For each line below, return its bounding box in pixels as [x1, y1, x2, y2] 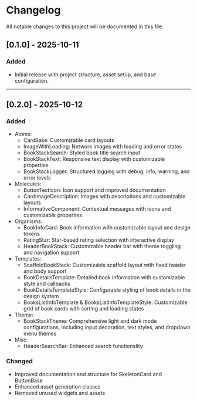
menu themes [23, 330, 57, 337]
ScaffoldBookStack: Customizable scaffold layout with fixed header [23, 262, 186, 269]
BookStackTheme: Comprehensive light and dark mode [23, 317, 157, 325]
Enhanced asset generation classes [14, 383, 101, 390]
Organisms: [14, 218, 43, 225]
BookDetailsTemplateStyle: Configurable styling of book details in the [23, 286, 191, 293]
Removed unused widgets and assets [14, 389, 106, 396]
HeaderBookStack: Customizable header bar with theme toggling [23, 243, 181, 250]
